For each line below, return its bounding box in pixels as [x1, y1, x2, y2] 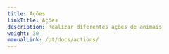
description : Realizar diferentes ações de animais [7, 23, 162, 30]
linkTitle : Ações [7, 17, 58, 24]
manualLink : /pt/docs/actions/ [7, 36, 99, 43]
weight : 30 [7, 29, 39, 37]
